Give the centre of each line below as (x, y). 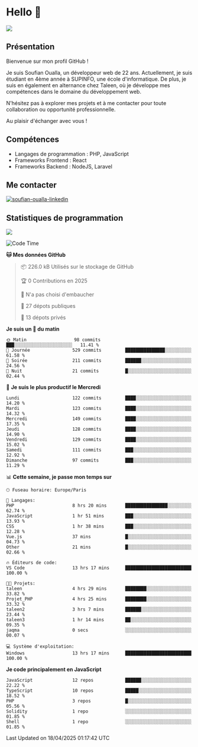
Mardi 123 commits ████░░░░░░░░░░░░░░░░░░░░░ (99, 409)
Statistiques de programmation (65, 218)
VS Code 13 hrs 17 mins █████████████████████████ (99, 568)
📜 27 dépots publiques (48, 306)
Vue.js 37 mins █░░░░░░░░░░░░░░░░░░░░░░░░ (99, 537)
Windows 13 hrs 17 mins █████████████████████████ (99, 653)
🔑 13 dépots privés (43, 317)
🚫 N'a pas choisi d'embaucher (57, 295)
